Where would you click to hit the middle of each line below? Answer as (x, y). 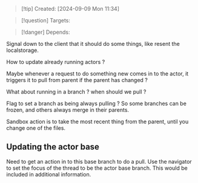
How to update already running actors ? (56, 62)
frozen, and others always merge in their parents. (68, 110)
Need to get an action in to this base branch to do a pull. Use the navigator (99, 161)
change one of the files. (36, 128)
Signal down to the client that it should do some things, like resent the (93, 44)
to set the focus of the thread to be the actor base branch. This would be (97, 168)
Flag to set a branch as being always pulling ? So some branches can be (96, 103)
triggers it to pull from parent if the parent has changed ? (77, 80)
